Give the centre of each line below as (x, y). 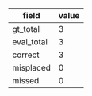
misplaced (32, 68)
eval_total (30, 42)
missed (26, 81)
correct (26, 55)
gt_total (26, 29)
